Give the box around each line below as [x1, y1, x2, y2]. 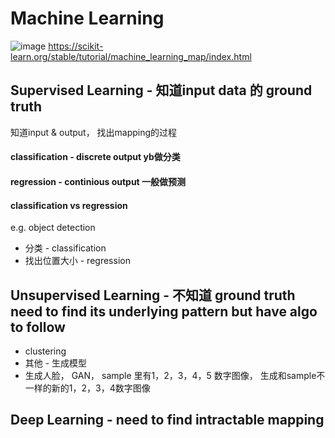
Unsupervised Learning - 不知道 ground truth [10, 287, 296, 304]
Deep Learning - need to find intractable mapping [10, 412, 325, 429]
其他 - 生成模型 [24, 357, 88, 369]
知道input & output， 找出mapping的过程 [10, 126, 178, 138]
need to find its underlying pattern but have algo [10, 303, 318, 320]
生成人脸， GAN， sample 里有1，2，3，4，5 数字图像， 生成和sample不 [24, 369, 326, 381]
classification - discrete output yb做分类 [10, 151, 181, 163]
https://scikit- [48, 40, 104, 52]
